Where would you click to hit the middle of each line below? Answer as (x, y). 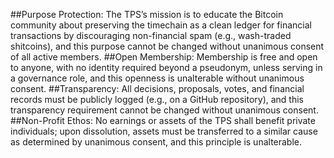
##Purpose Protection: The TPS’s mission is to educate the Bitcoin (147, 14)
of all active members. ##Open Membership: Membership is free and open (164, 57)
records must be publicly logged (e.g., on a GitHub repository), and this (157, 99)
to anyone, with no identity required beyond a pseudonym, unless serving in (166, 67)
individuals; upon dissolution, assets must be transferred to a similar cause (164, 131)
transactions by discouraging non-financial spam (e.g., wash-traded (151, 35)
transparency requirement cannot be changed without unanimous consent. (164, 110)
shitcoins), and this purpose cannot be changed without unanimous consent (167, 46)
